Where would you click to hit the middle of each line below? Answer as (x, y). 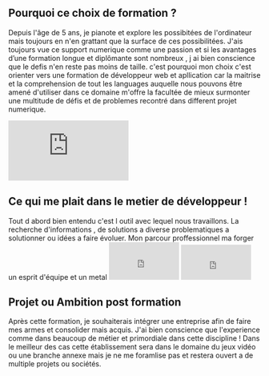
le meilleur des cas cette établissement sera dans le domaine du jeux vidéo (132, 347)
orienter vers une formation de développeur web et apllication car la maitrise (134, 75)
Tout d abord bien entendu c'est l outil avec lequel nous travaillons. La (124, 220)
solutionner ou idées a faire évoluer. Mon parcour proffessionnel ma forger (131, 238)
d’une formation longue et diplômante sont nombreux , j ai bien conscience (132, 58)
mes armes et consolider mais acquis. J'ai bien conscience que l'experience (134, 330)
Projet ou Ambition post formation (95, 303)
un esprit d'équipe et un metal (58, 277)
